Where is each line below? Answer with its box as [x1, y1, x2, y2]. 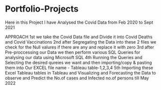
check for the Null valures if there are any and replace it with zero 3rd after [5, 44, 154, 50]
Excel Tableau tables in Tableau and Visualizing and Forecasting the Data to [5, 70, 156, 75]
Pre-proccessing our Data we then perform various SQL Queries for [5, 49, 141, 55]
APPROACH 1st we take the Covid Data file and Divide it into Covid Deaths [5, 34, 153, 40]
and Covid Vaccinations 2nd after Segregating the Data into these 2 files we [5, 39, 157, 45]
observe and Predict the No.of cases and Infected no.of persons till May [5, 75, 149, 81]
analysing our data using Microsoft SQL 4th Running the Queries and [5, 54, 143, 60]
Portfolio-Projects [5, 3, 79, 15]
